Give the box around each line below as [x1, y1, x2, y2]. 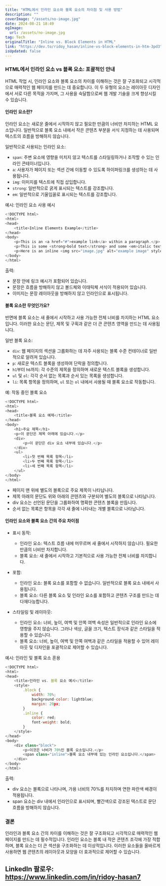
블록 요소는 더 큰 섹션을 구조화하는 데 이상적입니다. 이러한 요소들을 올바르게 [15, 842, 161, 849]
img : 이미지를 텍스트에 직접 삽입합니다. [12, 179, 86, 185]
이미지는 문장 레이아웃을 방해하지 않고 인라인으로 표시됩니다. [12, 290, 129, 296]
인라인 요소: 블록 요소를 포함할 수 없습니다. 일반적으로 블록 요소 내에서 [19, 580, 154, 586]
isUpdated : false [5, 49, 41, 53]
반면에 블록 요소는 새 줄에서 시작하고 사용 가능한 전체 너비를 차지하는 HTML [5, 314, 151, 320]
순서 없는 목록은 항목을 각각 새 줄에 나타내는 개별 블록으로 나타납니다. [12, 505, 146, 511]
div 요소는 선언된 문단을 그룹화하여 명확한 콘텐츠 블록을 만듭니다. [12, 499, 137, 505]
